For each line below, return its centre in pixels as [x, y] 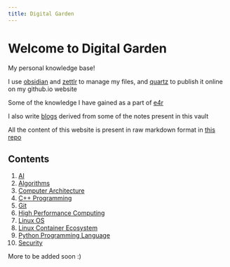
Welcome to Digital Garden [87, 48]
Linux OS [31, 221]
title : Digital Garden [41, 14]
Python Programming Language [64, 235]
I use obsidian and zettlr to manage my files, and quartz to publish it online [115, 81]
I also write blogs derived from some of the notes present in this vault [108, 116]
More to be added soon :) [45, 256]
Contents [29, 159]
